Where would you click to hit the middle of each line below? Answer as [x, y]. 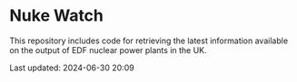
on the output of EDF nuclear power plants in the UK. [108, 50]
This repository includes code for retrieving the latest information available [149, 41]
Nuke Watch [57, 16]
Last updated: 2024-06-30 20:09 [72, 68]
